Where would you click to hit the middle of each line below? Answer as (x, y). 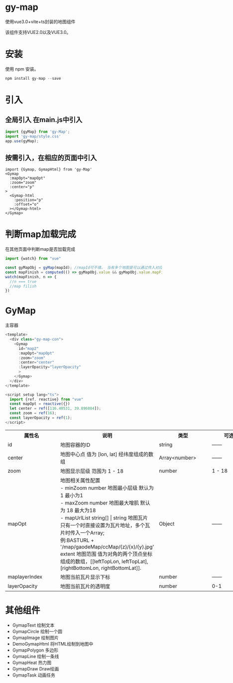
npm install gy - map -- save (33, 78)
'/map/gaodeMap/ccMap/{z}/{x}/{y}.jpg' (107, 546)
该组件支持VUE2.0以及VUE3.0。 (38, 32)
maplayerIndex (25, 576)
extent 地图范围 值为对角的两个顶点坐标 (107, 554)
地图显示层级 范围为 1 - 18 (92, 471)
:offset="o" (26, 204)
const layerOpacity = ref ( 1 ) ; (41, 418)
